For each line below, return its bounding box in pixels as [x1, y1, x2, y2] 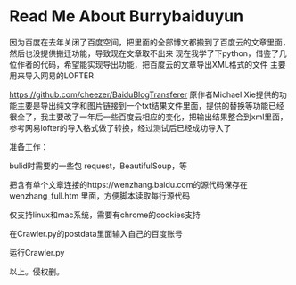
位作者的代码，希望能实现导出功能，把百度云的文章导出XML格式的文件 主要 [9, 59, 287, 69]
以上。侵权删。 [9, 265, 64, 277]
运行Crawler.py [9, 247, 65, 257]
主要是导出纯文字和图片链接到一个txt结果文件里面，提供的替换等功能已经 [16, 100, 285, 110]
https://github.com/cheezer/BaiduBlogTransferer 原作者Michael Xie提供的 [9, 89, 280, 100]
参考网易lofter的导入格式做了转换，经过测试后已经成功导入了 [9, 122, 232, 133]
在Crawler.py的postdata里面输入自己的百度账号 [9, 228, 183, 239]
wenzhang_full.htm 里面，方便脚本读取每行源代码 [9, 190, 191, 201]
